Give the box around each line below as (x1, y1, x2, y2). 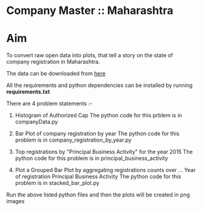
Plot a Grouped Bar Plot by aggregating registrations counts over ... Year (15, 167, 196, 174)
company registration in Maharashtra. (6, 58, 100, 66)
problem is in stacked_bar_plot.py (15, 179, 100, 187)
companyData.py (15, 118, 58, 125)
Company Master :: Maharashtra (6, 4, 174, 18)
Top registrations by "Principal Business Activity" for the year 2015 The (15, 148, 193, 156)
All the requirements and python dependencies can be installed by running (6, 81, 193, 89)
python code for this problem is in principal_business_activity (15, 154, 169, 162)
